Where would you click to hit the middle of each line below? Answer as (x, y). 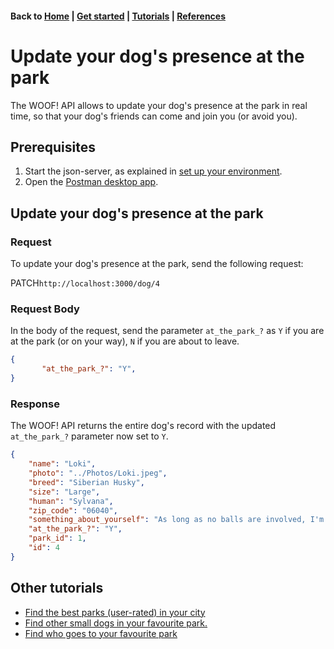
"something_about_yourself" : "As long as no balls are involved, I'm (176, 520)
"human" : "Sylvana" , (71, 501)
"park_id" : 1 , (57, 538)
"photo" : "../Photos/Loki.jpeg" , (98, 473)
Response (35, 404)
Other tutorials (57, 588)
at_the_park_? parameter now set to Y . (89, 436)
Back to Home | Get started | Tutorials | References (118, 16)
